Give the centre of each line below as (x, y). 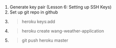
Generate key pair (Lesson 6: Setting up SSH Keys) (60, 7)
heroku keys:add (38, 22)
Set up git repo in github (34, 12)
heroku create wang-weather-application (63, 31)
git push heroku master (45, 40)
